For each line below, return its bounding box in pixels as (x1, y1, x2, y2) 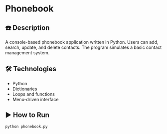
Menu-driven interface (12, 96, 59, 102)
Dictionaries (12, 86, 37, 92)
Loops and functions (12, 91, 55, 97)
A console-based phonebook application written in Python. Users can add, (5, 39, 159, 45)
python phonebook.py (5, 124, 48, 129)
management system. (5, 50, 50, 55)
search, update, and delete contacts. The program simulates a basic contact (5, 44, 162, 50)
